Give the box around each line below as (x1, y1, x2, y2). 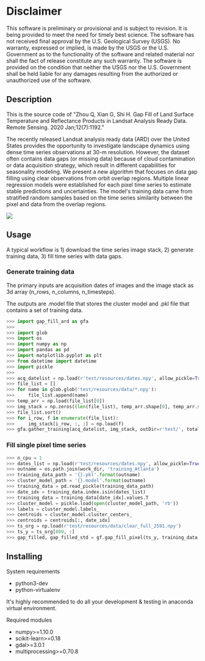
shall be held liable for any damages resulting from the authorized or (6, 70, 178, 77)
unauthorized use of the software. (6, 77, 92, 84)
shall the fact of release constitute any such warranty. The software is (6, 57, 182, 64)
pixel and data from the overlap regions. (6, 200, 107, 207)
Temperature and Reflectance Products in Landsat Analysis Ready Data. (6, 117, 187, 124)
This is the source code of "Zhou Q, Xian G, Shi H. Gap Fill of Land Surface (6, 110, 194, 118)
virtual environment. (6, 604, 57, 611)
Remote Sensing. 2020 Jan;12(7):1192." (6, 124, 105, 131)
